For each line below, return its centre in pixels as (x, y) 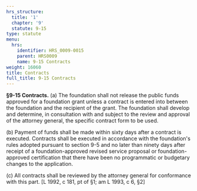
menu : (13, 39)
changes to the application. (40, 164)
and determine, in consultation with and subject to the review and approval (98, 115)
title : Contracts (28, 73)
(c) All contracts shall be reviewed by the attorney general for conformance (98, 175)
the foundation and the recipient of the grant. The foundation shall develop (98, 108)
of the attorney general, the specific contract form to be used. (82, 121)
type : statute (24, 34)
